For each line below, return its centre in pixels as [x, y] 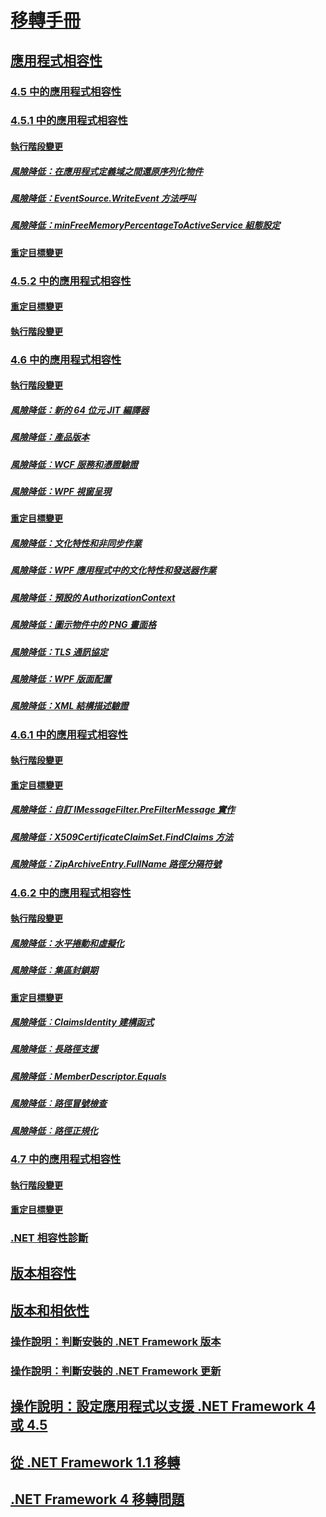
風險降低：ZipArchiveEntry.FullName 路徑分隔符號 [116, 864]
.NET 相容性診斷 [49, 1238]
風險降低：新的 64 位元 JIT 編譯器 [80, 410]
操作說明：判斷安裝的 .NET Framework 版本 [116, 1341]
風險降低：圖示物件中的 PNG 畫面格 [83, 625]
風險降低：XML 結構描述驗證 [69, 706]
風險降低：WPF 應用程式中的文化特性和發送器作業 [113, 570]
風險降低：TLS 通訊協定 [59, 652]
